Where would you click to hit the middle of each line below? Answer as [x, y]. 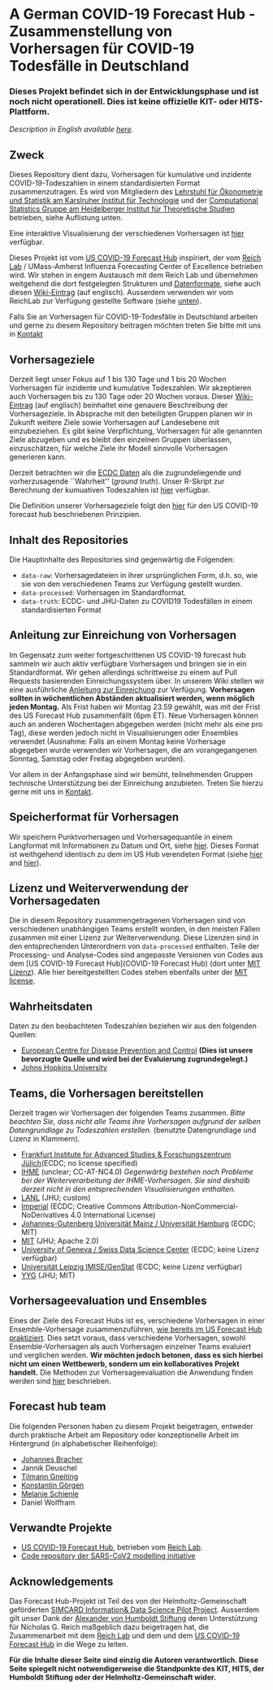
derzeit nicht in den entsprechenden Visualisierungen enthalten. [128, 1188]
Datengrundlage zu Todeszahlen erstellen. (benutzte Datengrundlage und [133, 1130]
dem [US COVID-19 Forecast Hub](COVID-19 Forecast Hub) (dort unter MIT [135, 963]
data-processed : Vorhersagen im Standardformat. [103, 592]
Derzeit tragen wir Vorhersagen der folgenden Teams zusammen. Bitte [128, 1112]
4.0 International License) [113, 1214]
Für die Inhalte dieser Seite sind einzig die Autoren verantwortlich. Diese [134, 1660]
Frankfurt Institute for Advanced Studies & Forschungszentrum [126, 1154]
